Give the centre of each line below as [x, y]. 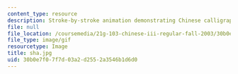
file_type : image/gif [39, 40]
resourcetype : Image [38, 47]
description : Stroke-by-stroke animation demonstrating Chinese [104, 20]
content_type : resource [42, 14]
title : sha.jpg [30, 54]
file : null [23, 27]
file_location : [30, 33]
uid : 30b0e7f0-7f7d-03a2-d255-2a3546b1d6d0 [73, 60]
